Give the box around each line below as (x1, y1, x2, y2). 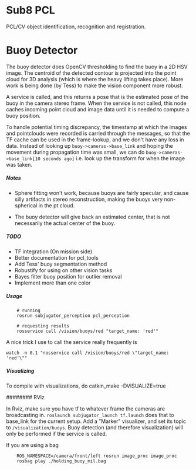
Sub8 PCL (6, 4, 55, 17)
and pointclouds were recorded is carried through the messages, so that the (6, 130, 191, 137)
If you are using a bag (6, 441, 59, 448)
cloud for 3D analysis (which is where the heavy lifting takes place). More (6, 75, 184, 82)
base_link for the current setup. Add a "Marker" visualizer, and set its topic (6, 418, 187, 425)
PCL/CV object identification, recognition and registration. (6, 23, 146, 30)
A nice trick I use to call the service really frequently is (6, 338, 137, 345)
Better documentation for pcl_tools (14, 254, 99, 261)
